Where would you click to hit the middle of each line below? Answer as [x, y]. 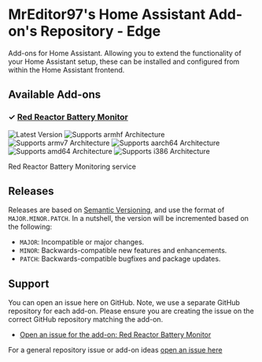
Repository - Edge [101, 31]
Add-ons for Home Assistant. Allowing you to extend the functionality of [125, 53]
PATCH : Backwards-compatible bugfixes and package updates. [120, 259]
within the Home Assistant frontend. [66, 69]
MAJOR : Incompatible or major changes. [82, 242]
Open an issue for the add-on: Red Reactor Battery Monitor [115, 335]
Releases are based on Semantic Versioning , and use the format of [116, 210]
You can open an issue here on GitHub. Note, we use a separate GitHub [124, 303]
